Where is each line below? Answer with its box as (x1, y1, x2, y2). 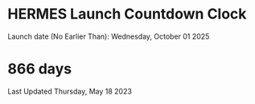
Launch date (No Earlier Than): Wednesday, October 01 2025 (7, 31, 210, 41)
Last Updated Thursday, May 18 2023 (7, 86, 132, 96)
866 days (7, 60, 72, 78)
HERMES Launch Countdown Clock (7, 5, 247, 23)
